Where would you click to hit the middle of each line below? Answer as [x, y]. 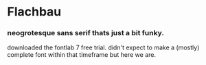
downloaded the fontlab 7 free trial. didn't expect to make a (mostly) [103, 47]
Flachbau [34, 12]
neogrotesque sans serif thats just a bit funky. [86, 33]
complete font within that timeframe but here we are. [82, 55]
